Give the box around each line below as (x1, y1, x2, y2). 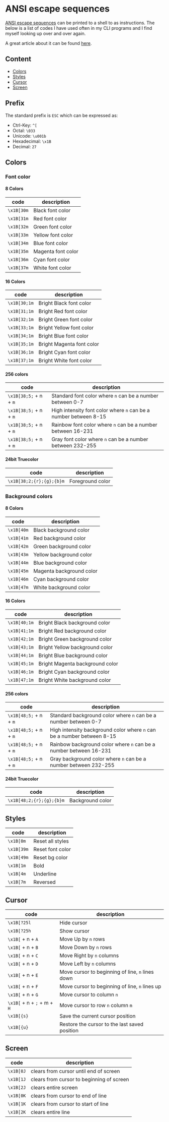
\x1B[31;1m (8, 309, 34, 314)
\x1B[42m (8, 543, 29, 549)
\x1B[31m (8, 216, 29, 222)
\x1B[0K (8, 1093, 26, 1098)
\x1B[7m (8, 879, 26, 885)
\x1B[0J (8, 1068, 26, 1074)
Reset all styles (33, 838, 69, 845)
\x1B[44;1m (8, 653, 34, 659)
